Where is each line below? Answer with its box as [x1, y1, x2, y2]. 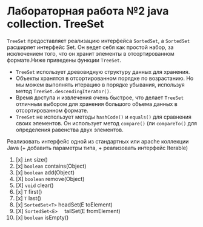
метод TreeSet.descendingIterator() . [15, 87, 111, 94]
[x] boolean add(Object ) [15, 168, 75, 176]
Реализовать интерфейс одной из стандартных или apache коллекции [7, 137, 189, 145]
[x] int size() [15, 156, 48, 163]
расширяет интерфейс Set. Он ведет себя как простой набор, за [7, 44, 174, 51]
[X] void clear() [15, 182, 54, 189]
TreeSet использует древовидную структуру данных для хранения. [15, 68, 190, 75]
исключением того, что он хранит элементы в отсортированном [7, 50, 175, 57]
